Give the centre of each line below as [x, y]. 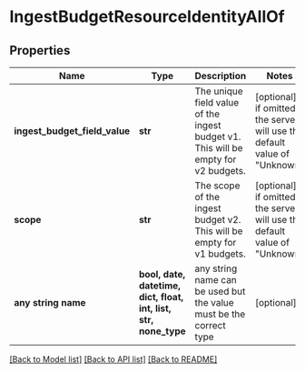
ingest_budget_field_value [72, 131]
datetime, [160, 286]
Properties [40, 50]
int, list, [155, 308]
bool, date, [162, 274]
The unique [219, 91]
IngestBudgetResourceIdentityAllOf [147, 17]
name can [216, 280]
